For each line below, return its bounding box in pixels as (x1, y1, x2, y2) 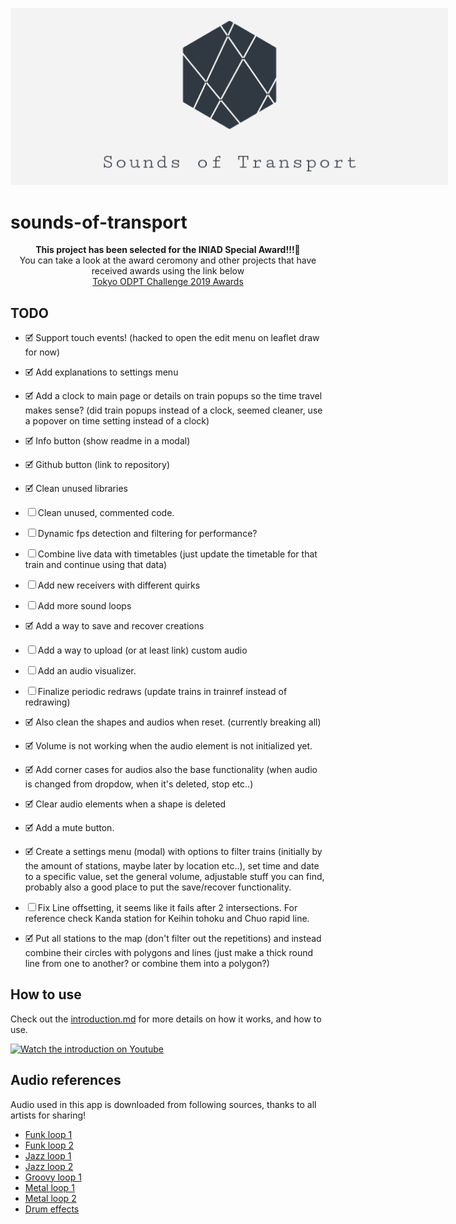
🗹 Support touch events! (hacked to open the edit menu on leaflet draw (24, 332, 320, 344)
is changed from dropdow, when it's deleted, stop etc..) (24, 778, 254, 790)
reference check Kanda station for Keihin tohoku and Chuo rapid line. (24, 913, 310, 925)
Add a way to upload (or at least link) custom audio (37, 644, 248, 657)
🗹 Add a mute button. (24, 822, 115, 834)
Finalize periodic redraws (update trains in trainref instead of (37, 686, 288, 698)
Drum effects (24, 1203, 80, 1215)
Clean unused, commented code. (37, 507, 175, 519)
